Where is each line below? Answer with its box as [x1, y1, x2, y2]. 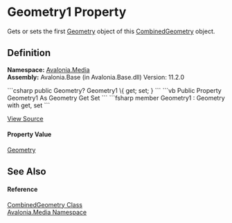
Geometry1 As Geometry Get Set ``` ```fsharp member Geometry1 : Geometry [7, 93, 225, 102]
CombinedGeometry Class [7, 200, 83, 208]
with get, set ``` [7, 101, 51, 109]
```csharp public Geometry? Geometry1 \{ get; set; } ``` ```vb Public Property [7, 86, 222, 94]
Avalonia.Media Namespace [7, 208, 87, 216]
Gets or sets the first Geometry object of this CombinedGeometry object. [7, 27, 215, 35]
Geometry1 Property [7, 4, 127, 20]
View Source [7, 114, 44, 123]
